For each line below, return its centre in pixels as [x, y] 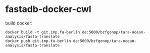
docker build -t [22, 32]
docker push [18, 41]
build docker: [19, 23]
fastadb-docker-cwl [48, 9]
